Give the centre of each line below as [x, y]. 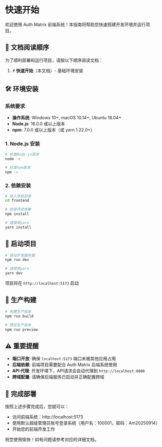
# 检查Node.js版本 [22, 154]
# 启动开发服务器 [20, 255]
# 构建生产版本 [18, 311]
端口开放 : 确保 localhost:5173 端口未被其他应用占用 [64, 359]
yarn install [18, 227]
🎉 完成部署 [21, 394]
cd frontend [17, 201]
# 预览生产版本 [18, 325]
